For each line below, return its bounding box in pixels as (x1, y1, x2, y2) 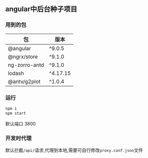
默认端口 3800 (5, 120, 36, 126)
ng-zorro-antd (8, 61, 44, 68)
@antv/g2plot (8, 78, 41, 85)
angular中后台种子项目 (5, 5, 78, 14)
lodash (8, 69, 24, 76)
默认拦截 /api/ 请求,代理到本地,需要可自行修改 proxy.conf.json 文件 (5, 147, 143, 153)
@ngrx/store (8, 53, 38, 60)
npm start (5, 111, 27, 116)
